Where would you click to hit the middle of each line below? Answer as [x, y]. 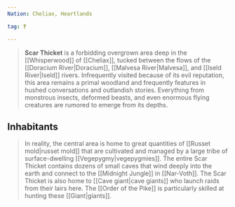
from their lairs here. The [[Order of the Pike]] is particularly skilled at [124, 188]
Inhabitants [33, 127]
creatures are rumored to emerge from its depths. [96, 105]
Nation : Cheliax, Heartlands [50, 14]
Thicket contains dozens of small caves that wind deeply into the [118, 166]
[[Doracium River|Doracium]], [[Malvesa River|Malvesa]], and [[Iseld [123, 67]
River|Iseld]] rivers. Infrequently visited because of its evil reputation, [124, 75]
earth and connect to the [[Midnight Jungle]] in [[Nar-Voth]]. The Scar [125, 173]
